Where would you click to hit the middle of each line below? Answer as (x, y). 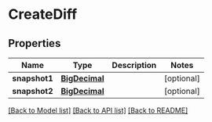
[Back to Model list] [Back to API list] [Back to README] (98, 110)
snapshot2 (33, 91)
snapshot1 (33, 78)
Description (134, 65)
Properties (35, 43)
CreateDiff (43, 14)
